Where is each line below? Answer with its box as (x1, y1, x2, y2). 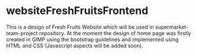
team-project (6, 29, 38, 36)
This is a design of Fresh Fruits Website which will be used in (6, 23, 155, 30)
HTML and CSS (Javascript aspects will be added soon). (6, 42, 143, 49)
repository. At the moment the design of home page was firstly (39, 29, 192, 36)
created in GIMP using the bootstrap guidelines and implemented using (6, 36, 179, 43)
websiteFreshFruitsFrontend (6, 4, 149, 18)
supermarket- (155, 23, 189, 30)
